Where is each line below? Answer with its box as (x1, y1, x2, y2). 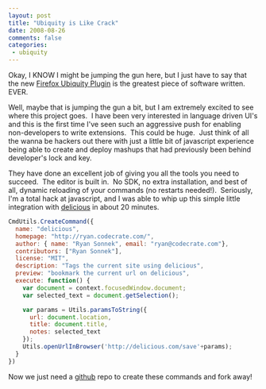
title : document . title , (29, 321, 109, 329)
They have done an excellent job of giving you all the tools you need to (8, 168, 240, 178)
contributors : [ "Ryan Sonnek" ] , (15, 247, 123, 255)
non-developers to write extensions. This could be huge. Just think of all (8, 128, 249, 137)
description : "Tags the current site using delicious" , (15, 262, 204, 270)
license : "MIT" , (15, 255, 69, 263)
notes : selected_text (29, 328, 102, 336)
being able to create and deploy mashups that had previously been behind (8, 144, 252, 154)
